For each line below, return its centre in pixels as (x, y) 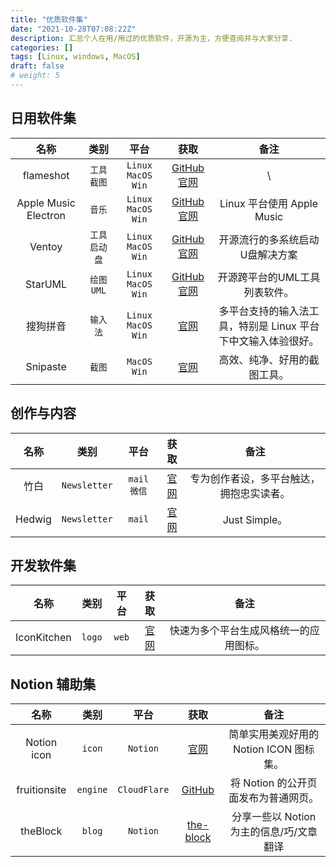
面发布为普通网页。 (274, 798)
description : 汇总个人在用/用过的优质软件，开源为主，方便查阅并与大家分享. (152, 38)
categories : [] (42, 47)
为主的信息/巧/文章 (273, 832)
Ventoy (46, 246)
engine (92, 790)
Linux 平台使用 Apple (269, 203)
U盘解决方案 (268, 254)
